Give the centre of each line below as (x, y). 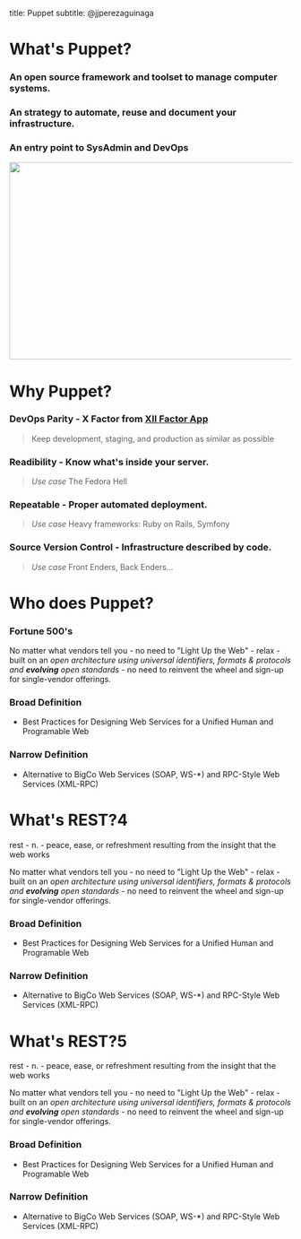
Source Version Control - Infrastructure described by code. (141, 548)
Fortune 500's (41, 631)
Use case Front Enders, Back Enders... (102, 567)
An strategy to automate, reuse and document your (123, 113)
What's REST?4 (69, 820)
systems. (30, 89)
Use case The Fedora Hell (79, 481)
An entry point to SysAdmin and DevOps (99, 147)
